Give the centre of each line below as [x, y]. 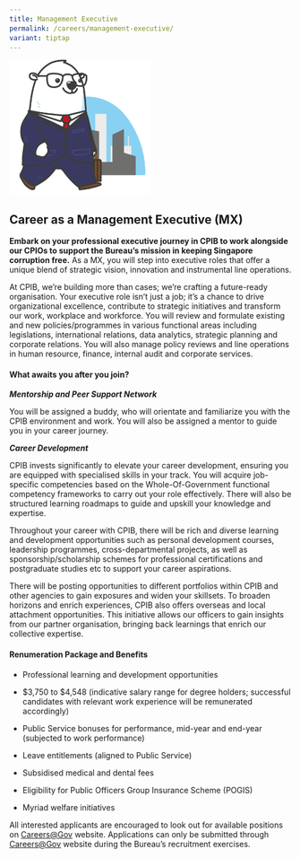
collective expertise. [47, 634]
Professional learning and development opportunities [120, 674]
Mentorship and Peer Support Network [83, 394]
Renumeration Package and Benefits [79, 654]
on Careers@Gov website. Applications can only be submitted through [139, 834]
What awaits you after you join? [69, 374]
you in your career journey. [59, 431]
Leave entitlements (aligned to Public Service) [107, 755]
